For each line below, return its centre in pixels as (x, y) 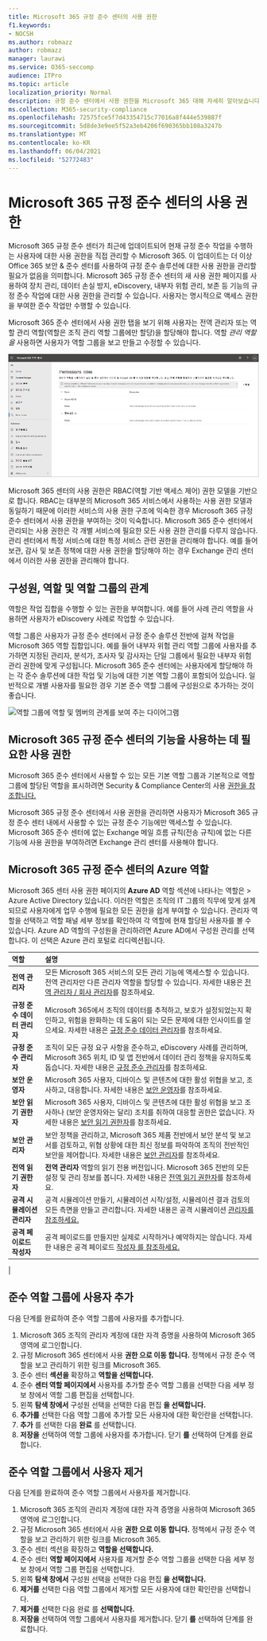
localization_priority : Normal (60, 92)
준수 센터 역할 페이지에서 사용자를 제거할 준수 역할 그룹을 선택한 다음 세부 (133, 1559)
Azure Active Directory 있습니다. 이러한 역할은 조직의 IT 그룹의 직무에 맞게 (124, 900)
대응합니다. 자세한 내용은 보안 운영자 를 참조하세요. (145, 1090)
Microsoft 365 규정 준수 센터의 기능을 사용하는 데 (124, 740)
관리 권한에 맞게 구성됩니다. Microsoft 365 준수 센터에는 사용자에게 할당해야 (126, 665)
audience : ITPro (35, 76)
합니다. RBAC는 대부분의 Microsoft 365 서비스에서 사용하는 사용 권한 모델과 (134, 501)
